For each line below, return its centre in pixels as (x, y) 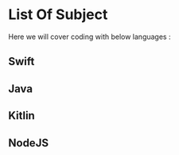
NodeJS (29, 143)
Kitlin (22, 116)
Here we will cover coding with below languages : (89, 37)
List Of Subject (58, 15)
